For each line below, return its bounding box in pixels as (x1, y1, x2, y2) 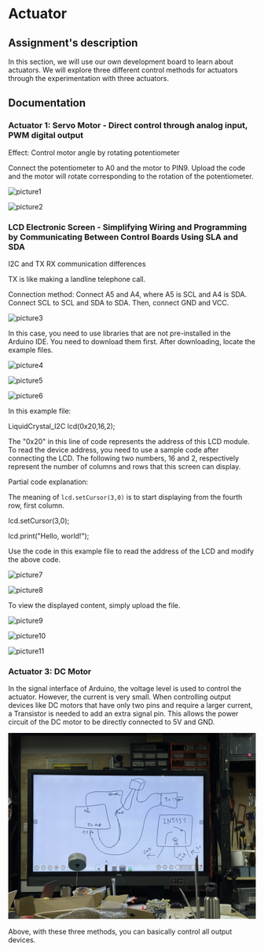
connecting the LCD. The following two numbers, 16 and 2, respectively (8, 453, 240, 463)
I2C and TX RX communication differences (8, 259, 147, 268)
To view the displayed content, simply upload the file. (8, 600, 181, 610)
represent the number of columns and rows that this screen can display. (8, 461, 241, 471)
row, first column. (8, 501, 64, 510)
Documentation (8, 96, 86, 110)
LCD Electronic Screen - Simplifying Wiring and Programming (8, 221, 247, 232)
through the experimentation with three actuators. (8, 74, 170, 83)
